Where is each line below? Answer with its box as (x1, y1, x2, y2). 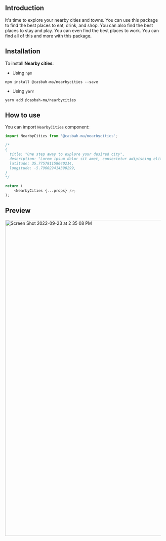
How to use (5, 111, 41, 120)
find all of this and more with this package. (5, 33, 92, 39)
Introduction (5, 4, 44, 12)
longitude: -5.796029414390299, (9, 166, 77, 170)
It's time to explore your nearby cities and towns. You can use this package (5, 17, 158, 23)
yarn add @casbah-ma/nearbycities (5, 97, 77, 103)
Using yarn (12, 88, 35, 94)
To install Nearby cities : (5, 60, 54, 66)
